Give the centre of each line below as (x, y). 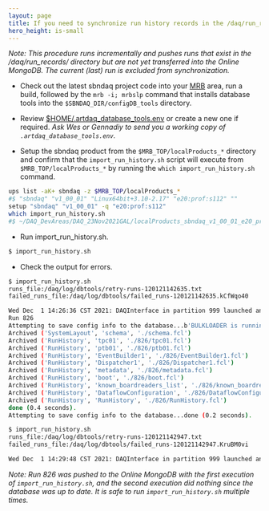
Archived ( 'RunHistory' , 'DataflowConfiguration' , (94, 393)
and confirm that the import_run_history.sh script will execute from (132, 160)
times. (18, 500)
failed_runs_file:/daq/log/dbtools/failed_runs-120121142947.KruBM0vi (128, 445)
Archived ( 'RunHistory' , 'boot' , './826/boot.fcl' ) (96, 378)
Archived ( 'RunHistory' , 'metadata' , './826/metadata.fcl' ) (111, 371)
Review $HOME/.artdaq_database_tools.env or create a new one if (129, 119)
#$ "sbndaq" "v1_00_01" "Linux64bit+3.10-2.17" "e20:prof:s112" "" (123, 199)
